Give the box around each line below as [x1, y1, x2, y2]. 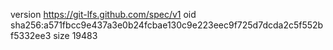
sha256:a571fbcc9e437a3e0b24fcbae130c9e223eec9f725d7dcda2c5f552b [10, 19, 324, 31]
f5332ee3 [10, 30, 52, 41]
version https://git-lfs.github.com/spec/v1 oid [10, 9, 197, 20]
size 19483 [53, 30, 98, 41]
